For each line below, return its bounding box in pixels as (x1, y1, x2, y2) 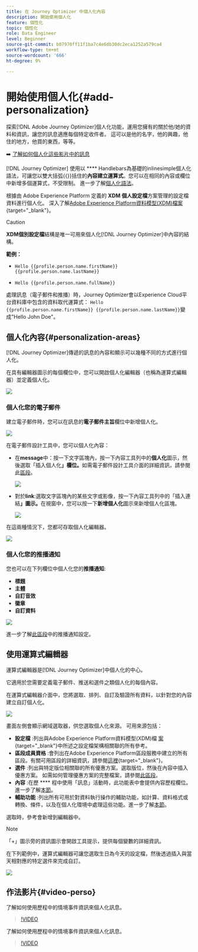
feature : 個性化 (6, 19, 44, 25)
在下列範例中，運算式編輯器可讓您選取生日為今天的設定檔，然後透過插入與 (6, 849, 187, 857)
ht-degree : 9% (6, 58, 41, 64)
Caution (6, 219, 25, 226)
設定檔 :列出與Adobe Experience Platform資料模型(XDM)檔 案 (14, 735, 164, 742)
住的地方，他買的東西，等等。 (6, 138, 78, 145)
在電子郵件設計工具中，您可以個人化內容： (6, 441, 110, 448)
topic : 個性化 (6, 25, 38, 31)
